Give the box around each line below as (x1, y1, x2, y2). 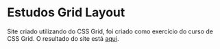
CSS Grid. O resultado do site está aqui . (7, 34, 119, 42)
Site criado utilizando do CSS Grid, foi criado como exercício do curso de (7, 27, 214, 35)
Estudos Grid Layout (7, 5, 125, 20)
